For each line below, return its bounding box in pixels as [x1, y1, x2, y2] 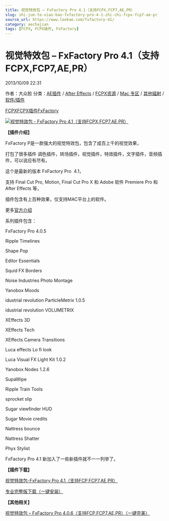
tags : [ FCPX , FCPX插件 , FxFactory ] [5, 27, 79, 32]
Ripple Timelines [5, 238, 40, 244]
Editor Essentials [5, 258, 40, 264]
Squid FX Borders [5, 268, 42, 274]
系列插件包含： [5, 218, 37, 224]
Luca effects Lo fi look [5, 347, 52, 353]
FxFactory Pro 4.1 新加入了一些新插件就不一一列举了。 [5, 456, 118, 462]
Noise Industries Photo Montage [5, 277, 73, 283]
